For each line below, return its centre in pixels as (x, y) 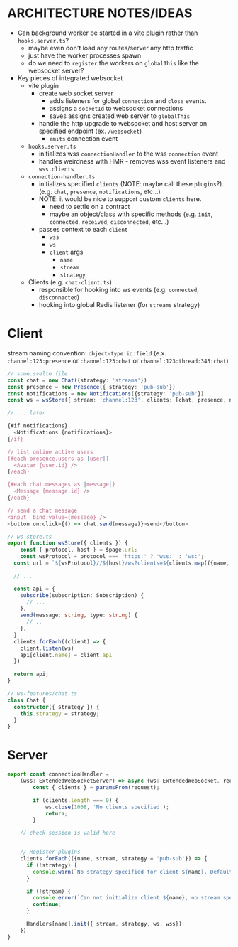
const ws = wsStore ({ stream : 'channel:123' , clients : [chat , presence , (117, 400)
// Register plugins (50, 852)
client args (66, 252)
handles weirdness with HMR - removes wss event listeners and (132, 161)
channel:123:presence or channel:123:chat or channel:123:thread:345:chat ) (118, 360)
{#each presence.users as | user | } (58, 459)
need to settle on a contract (90, 206)
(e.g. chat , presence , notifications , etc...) (100, 191)
